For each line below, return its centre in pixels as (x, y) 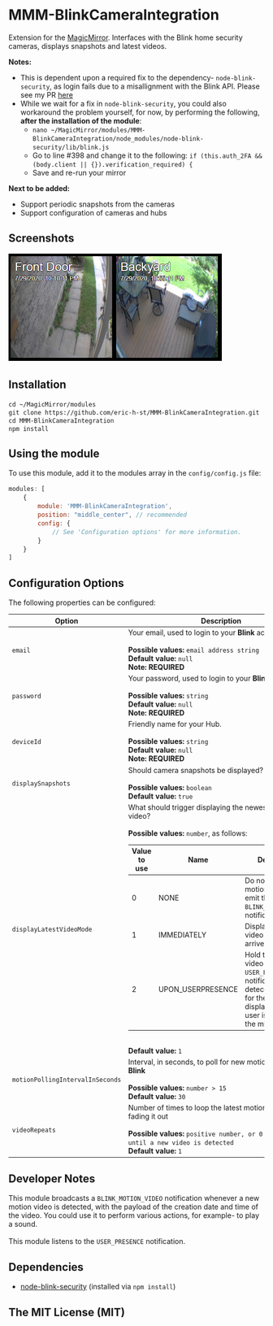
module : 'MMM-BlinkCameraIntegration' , (105, 506)
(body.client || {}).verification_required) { (113, 164)
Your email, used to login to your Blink (191, 633)
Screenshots (41, 239)
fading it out (148, 1116)
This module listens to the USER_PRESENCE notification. (97, 1241)
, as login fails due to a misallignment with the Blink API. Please (155, 86)
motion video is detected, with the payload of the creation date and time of (133, 1207)
